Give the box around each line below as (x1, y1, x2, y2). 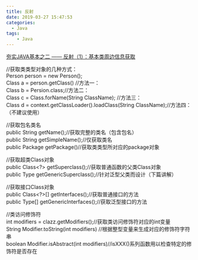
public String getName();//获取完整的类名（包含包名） (6, 129, 137, 136)
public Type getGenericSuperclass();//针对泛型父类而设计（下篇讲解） (6, 171, 177, 178)
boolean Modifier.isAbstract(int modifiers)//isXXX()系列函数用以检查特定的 (6, 240, 187, 247)
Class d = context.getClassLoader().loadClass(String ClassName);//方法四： (6, 102, 191, 108)
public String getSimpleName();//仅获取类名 (6, 136, 112, 143)
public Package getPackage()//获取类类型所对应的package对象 (6, 144, 160, 151)
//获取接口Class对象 (6, 184, 55, 190)
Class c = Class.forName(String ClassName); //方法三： (6, 94, 142, 101)
